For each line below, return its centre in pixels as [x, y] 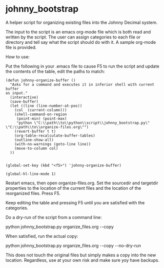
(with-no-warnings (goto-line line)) [53, 144]
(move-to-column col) [36, 148]
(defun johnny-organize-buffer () [41, 80]
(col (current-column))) [41, 110]
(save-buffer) [24, 101]
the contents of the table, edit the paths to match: [55, 71]
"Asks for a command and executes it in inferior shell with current [82, 84]
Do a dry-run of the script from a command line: [54, 217]
